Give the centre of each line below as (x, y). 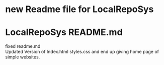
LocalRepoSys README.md (64, 32)
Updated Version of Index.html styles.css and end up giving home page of (82, 52)
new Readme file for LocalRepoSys (79, 9)
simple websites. (23, 57)
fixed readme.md (23, 46)
